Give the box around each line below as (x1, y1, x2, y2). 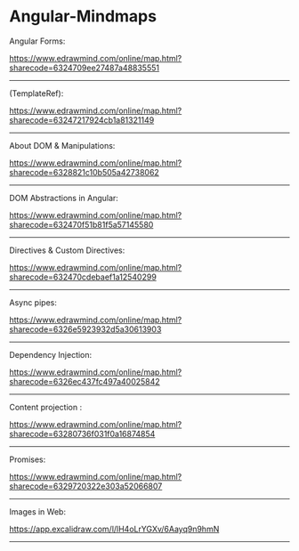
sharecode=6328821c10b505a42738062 (9, 166, 160, 177)
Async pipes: (9, 296, 58, 308)
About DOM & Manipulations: (9, 140, 116, 150)
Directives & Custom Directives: (9, 245, 125, 255)
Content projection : (9, 401, 83, 412)
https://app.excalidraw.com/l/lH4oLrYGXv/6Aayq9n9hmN (9, 523, 220, 534)
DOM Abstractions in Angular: (9, 192, 118, 203)
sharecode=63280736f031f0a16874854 (9, 428, 156, 439)
